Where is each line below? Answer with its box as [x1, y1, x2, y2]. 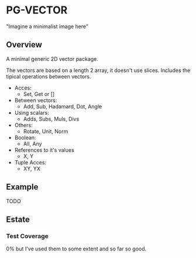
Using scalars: [14, 109, 50, 116]
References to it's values [14, 146, 74, 153]
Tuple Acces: [14, 159, 47, 166]
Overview [6, 40, 43, 50]
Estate [6, 214, 30, 224]
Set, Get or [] [23, 90, 55, 97]
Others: [14, 121, 33, 129]
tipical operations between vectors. [6, 73, 92, 80]
